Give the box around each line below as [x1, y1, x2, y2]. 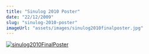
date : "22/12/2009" [6, 14, 54, 20]
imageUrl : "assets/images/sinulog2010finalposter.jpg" [6, 25, 144, 31]
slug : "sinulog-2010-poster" [6, 19, 78, 25]
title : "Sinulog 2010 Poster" [6, 8, 81, 15]
